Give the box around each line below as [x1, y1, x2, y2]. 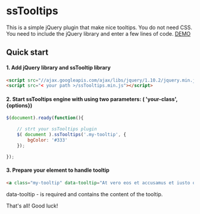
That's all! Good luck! [6, 202, 58, 209]
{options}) [6, 102, 33, 109]
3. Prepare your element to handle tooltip [6, 166, 110, 174]
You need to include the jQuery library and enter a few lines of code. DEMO [6, 30, 191, 37]
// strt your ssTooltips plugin [17, 126, 97, 132]
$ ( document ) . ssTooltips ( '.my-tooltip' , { [17, 132, 127, 138]
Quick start [6, 48, 49, 58]
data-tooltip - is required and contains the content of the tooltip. [6, 190, 163, 197]
